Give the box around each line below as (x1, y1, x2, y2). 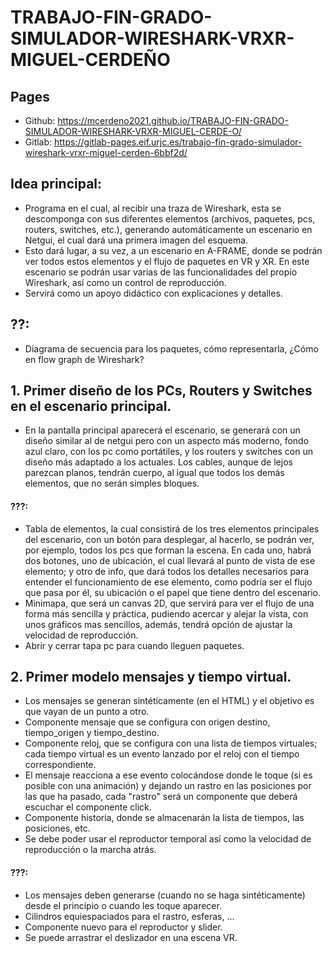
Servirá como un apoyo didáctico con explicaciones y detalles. (24, 287, 283, 299)
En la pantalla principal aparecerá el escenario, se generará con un (24, 424, 301, 436)
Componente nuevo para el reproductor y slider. (24, 921, 223, 933)
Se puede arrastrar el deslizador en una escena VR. (24, 931, 238, 943)
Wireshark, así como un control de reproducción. (24, 276, 227, 288)
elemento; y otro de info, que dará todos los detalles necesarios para (24, 565, 310, 577)
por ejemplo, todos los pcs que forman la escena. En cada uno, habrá (24, 544, 312, 556)
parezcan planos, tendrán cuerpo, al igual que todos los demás (24, 467, 285, 479)
